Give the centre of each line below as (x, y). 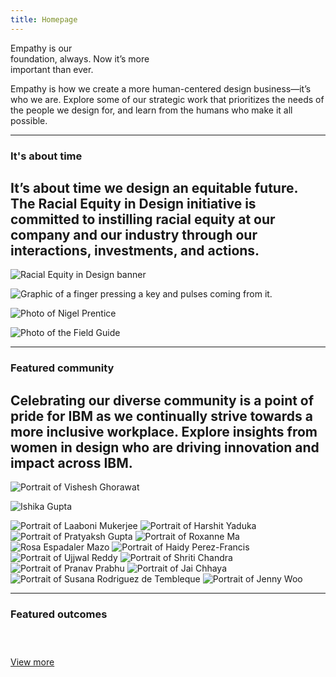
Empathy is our (41, 48)
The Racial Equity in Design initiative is (133, 203)
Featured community (62, 368)
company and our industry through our (134, 234)
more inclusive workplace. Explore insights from (164, 431)
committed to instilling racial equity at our (143, 219)
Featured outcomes (59, 614)
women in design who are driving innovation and (165, 447)
